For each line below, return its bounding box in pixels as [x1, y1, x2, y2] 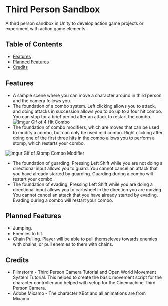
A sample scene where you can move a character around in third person [12, 92, 162, 98]
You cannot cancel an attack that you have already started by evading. [12, 192, 158, 198]
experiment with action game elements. [5, 25, 87, 31]
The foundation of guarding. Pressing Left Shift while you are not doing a [12, 160, 163, 166]
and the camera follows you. [12, 97, 72, 104]
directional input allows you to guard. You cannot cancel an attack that [12, 165, 158, 171]
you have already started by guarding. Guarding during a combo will [12, 170, 153, 177]
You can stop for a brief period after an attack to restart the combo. [12, 113, 152, 119]
